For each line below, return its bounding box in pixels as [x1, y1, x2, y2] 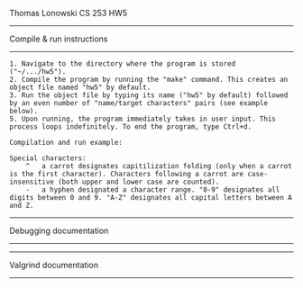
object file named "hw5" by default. [9, 83, 151, 92]
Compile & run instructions [9, 33, 108, 44]
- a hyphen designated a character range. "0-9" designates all [25, 185, 280, 194]
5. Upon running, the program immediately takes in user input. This [9, 114, 277, 123]
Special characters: [9, 154, 87, 163]
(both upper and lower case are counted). [57, 177, 220, 186]
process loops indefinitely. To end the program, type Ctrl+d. [9, 122, 252, 131]
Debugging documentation [9, 225, 109, 236]
